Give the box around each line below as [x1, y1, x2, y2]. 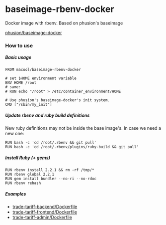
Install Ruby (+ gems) [5, 155, 51, 161]
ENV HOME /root [5, 80, 37, 85]
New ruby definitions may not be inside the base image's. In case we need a [5, 125, 162, 131]
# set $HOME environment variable [5, 76, 77, 81]
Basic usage [5, 54, 31, 60]
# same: [5, 84, 21, 89]
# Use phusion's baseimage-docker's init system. [5, 97, 110, 103]
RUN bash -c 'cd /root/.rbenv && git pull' [5, 140, 97, 145]
